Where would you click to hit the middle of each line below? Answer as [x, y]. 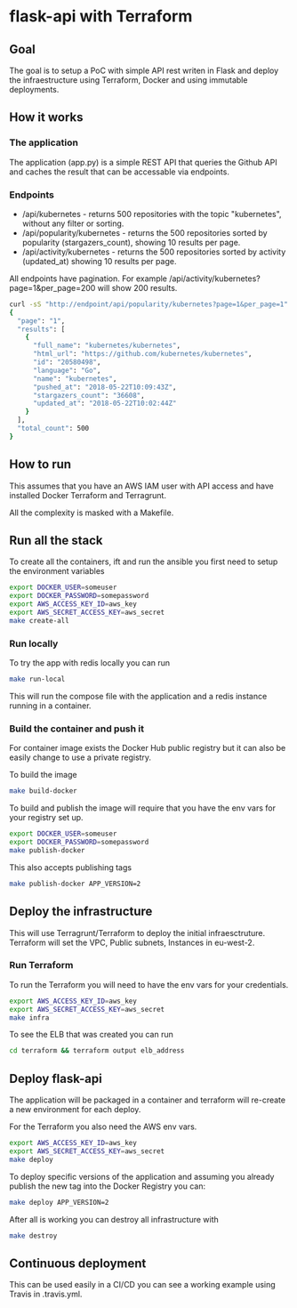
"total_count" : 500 [53, 429]
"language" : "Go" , [67, 370]
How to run [40, 464]
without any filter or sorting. [73, 223]
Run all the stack [56, 541]
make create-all [39, 620]
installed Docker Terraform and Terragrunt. [88, 495]
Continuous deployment [78, 1263]
